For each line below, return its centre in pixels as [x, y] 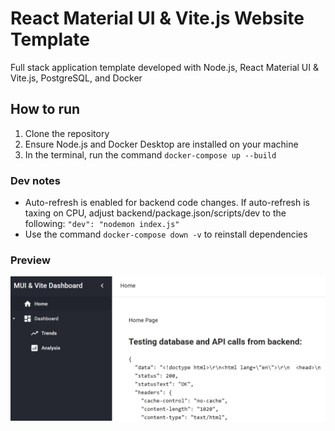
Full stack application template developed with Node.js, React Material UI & [164, 67]
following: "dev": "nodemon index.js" [102, 224]
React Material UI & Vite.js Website [157, 18]
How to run [45, 109]
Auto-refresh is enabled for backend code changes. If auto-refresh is [167, 203]
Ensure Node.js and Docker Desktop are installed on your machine [161, 144]
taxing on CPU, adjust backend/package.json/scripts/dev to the [155, 213]
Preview [30, 260]
